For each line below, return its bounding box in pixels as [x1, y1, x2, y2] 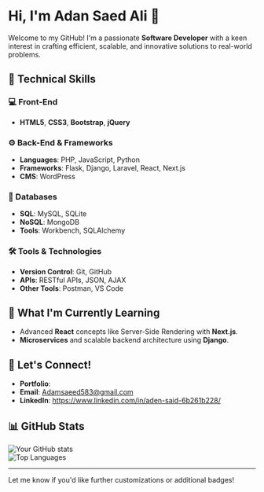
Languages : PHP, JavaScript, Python [19, 155, 140, 164]
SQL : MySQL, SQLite [19, 209, 87, 218]
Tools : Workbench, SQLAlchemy [19, 226, 126, 235]
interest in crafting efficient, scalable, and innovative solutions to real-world [8, 41, 253, 50]
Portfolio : [19, 379, 51, 388]
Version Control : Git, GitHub [19, 266, 112, 276]
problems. [8, 50, 41, 59]
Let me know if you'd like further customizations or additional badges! [8, 475, 235, 484]
